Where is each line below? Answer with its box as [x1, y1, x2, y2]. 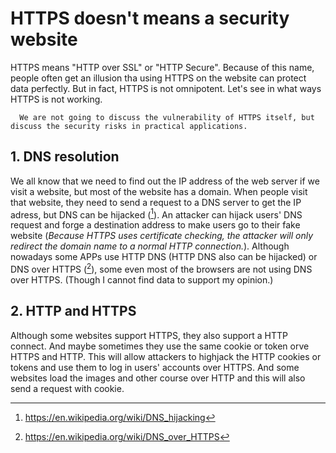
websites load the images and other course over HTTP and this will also [10, 372, 306, 384]
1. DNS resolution [10, 148, 120, 166]
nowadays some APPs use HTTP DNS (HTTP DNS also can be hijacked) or [10, 251, 318, 263]
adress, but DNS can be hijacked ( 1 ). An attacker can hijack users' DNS [10, 207, 303, 221]
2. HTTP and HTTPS [10, 303, 137, 320]
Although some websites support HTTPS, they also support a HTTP [10, 329, 288, 341]
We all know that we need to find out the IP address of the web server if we [10, 175, 320, 187]
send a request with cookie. [10, 382, 125, 394]
